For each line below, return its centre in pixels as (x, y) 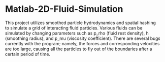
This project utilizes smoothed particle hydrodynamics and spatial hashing (81, 23)
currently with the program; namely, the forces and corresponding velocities (82, 43)
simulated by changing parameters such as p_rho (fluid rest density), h (77, 33)
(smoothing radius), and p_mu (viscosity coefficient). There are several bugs (83, 38)
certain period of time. (28, 54)
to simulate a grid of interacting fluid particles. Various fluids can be (74, 28)
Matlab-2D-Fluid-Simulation (64, 9)
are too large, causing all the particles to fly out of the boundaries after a (79, 49)
